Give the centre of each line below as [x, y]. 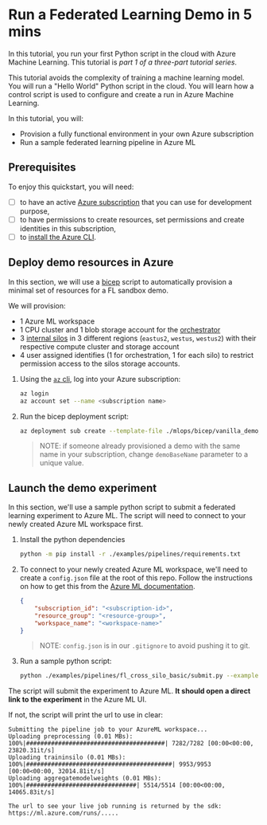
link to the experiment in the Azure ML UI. [77, 700]
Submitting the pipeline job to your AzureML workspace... [108, 730]
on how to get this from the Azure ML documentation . [108, 587]
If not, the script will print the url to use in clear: [86, 715]
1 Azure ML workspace [57, 321]
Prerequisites [42, 168]
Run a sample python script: [66, 661]
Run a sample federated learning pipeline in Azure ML [108, 142]
